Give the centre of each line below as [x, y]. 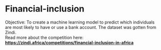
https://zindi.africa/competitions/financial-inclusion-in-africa [69, 42]
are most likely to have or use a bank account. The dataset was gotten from [81, 27]
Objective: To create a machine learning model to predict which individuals [80, 22]
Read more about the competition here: [44, 37]
